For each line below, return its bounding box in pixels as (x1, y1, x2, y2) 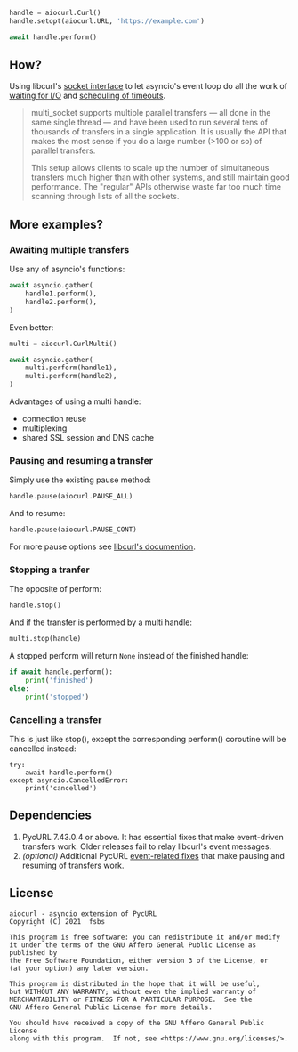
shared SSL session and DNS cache (21, 433, 154, 442)
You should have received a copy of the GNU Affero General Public (9, 1018, 265, 1027)
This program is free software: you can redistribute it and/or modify (9, 933, 280, 942)
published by (9, 948, 58, 957)
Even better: (9, 321, 54, 333)
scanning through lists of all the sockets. (30, 191, 180, 202)
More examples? (9, 216, 104, 231)
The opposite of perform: (9, 584, 102, 595)
